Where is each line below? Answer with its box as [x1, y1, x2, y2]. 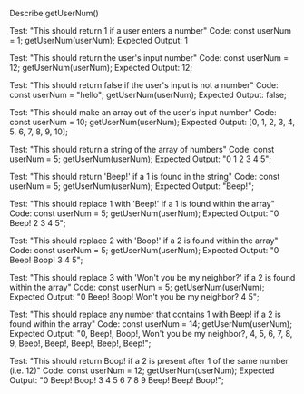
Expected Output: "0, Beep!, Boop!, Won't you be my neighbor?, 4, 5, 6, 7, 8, [9, 329, 293, 339]
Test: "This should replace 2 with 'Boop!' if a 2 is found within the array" [9, 235, 279, 246]
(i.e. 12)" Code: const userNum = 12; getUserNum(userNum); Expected [9, 365, 275, 376]
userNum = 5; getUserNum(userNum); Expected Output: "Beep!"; [9, 181, 254, 192]
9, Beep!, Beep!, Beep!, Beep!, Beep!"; [9, 338, 152, 349]
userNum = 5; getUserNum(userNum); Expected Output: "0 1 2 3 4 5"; [9, 153, 272, 164]
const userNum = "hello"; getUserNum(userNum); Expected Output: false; [9, 90, 288, 100]
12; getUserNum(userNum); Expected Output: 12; [9, 63, 193, 73]
